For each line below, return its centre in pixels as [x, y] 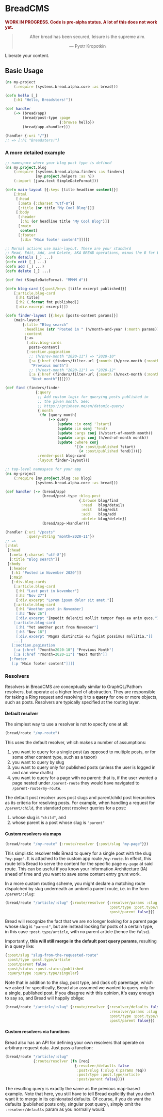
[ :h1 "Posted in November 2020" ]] [46, 573]
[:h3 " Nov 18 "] [31, 632]
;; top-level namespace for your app [43, 469]
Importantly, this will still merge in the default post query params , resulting [81, 941]
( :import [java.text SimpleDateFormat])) [56, 181]
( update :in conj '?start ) [84, 424]
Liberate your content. [27, 55]
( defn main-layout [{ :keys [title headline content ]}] [62, 190]
